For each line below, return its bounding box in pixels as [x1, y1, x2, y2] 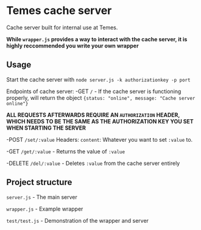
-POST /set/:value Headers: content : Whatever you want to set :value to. [6, 136, 193, 143]
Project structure [6, 177, 72, 187]
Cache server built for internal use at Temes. [6, 24, 118, 31]
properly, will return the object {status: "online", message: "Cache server [6, 94, 196, 101]
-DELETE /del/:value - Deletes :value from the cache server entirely [6, 159, 180, 167]
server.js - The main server [6, 193, 77, 201]
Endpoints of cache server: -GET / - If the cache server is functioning [6, 88, 182, 95]
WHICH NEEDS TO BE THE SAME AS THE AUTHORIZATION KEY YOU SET [6, 117, 194, 125]
